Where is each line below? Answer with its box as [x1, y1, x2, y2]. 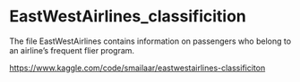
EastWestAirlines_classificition [9, 6, 246, 27]
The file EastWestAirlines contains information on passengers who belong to [9, 36, 292, 46]
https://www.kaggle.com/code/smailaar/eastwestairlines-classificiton [9, 62, 266, 73]
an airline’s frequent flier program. [9, 45, 135, 55]
